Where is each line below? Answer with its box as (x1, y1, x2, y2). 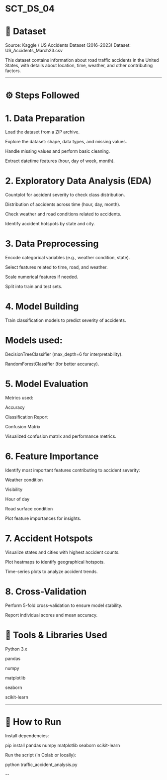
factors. (5, 68, 21, 74)
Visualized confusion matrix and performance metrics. (5, 433, 117, 439)
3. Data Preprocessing (5, 238, 99, 249)
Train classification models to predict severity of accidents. (5, 317, 126, 323)
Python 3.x (5, 646, 27, 652)
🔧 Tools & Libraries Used (5, 629, 108, 641)
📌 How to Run (5, 716, 62, 727)
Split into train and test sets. (5, 284, 63, 290)
